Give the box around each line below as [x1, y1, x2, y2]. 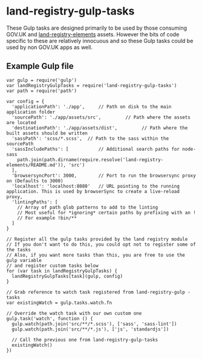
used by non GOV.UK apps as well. [6, 44, 93, 51]
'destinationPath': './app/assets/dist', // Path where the [11, 125, 188, 131]
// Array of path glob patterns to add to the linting [17, 204, 158, 210]
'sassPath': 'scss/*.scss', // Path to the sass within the [11, 135, 169, 142]
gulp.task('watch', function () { [6, 315, 94, 321]
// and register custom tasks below [6, 262, 99, 269]
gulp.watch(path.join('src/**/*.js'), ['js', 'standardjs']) [11, 326, 169, 332]
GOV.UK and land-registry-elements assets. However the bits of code [6, 30, 180, 38]
